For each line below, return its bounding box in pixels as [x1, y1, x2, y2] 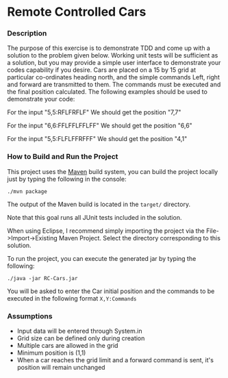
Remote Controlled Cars [7, 4, 147, 20]
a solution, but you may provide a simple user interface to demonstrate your [7, 59, 221, 67]
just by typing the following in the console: [7, 175, 127, 183]
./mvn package [7, 188, 48, 195]
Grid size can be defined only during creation [16, 334, 145, 342]
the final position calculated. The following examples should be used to [7, 88, 207, 96]
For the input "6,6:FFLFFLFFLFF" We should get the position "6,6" [7, 121, 193, 130]
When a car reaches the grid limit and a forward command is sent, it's [16, 356, 214, 364]
